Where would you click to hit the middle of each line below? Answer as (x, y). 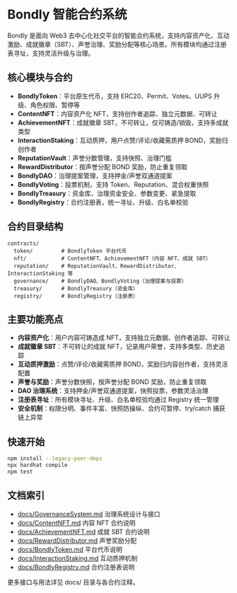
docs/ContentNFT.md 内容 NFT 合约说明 (76, 523)
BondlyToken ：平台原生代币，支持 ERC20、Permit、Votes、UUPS (115, 96)
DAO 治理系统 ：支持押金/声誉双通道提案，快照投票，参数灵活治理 (113, 391)
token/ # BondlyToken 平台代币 (70, 251)
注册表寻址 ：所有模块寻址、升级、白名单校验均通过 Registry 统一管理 (118, 400)
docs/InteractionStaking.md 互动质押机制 (77, 558)
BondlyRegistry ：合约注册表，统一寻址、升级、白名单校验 (103, 202)
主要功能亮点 (35, 319)
